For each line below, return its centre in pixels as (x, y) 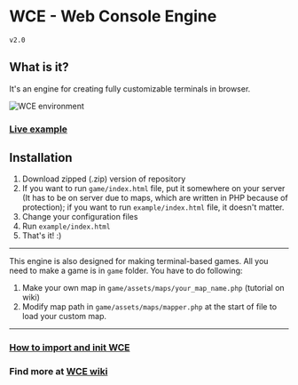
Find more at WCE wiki (59, 372)
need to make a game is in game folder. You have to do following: (126, 271)
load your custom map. (64, 317)
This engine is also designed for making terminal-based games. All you (139, 261)
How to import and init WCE (70, 348)
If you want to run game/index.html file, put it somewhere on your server (153, 188)
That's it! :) (42, 236)
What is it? (39, 67)
